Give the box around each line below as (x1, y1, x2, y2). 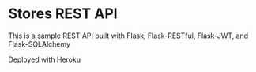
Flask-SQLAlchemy (8, 39, 71, 48)
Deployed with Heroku (8, 55, 81, 64)
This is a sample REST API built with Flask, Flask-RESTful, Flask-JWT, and (8, 31, 249, 40)
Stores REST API (8, 5, 118, 23)
